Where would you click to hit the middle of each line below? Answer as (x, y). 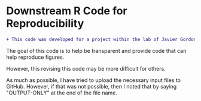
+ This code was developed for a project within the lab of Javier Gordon (101, 39)
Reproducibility (45, 23)
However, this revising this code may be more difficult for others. (86, 68)
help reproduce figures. (35, 57)
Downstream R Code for (67, 11)
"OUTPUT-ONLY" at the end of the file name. (62, 93)
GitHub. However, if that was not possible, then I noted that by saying (92, 86)
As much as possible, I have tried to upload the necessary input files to (94, 80)
